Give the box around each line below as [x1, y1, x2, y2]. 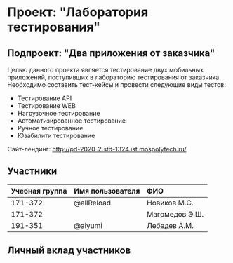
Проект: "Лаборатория [7, 4, 149, 20]
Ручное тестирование [17, 124, 84, 132]
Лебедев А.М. [147, 220, 194, 230]
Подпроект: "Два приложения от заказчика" [7, 47, 215, 59]
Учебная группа [11, 186, 67, 196]
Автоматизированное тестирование [17, 116, 126, 125]
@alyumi [73, 220, 103, 230]
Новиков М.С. [147, 198, 194, 208]
